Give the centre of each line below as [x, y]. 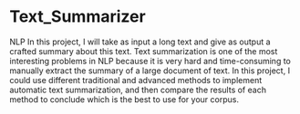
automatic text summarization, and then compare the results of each [138, 90]
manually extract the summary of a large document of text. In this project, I [150, 71]
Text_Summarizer [78, 17]
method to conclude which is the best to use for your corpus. [124, 99]
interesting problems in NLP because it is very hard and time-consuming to [150, 61]
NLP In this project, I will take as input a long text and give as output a [140, 42]
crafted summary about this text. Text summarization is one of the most [144, 51]
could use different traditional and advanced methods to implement [136, 80]
